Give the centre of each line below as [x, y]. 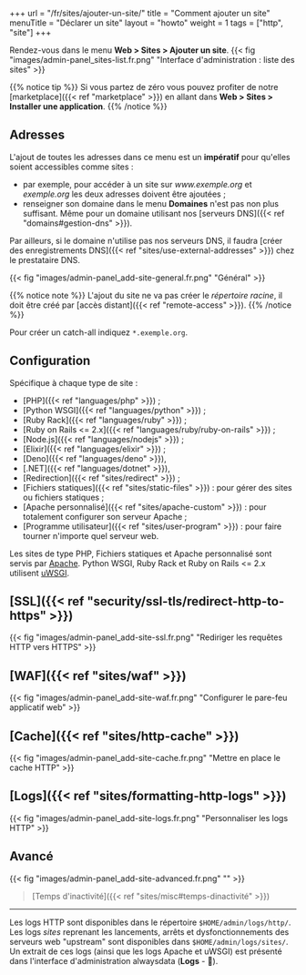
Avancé [31, 856]
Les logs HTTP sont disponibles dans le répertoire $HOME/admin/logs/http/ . [150, 922]
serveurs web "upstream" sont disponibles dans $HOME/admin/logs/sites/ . [149, 941]
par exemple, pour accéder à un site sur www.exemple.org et [137, 184]
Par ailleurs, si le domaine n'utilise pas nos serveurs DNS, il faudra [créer [146, 240]
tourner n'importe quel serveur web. [91, 535]
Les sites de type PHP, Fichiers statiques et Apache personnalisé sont [141, 554]
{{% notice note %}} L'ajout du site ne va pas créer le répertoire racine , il [146, 295]
